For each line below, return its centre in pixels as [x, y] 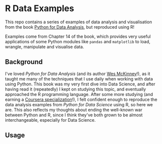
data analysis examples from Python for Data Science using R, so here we [79, 104]
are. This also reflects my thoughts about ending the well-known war [74, 110]
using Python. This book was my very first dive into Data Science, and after [80, 84]
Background [24, 62]
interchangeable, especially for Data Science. [50, 120]
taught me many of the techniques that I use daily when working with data [79, 79]
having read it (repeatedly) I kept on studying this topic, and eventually [76, 89]
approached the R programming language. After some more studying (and [79, 94]
